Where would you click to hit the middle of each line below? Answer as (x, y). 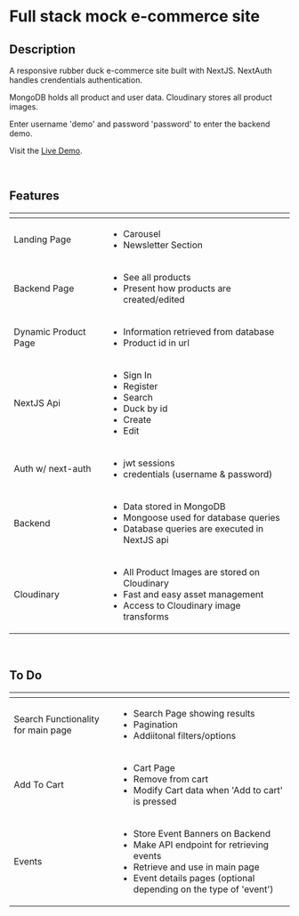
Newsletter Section (163, 245)
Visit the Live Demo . (46, 150)
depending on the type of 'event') (203, 889)
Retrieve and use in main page (196, 867)
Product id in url (156, 343)
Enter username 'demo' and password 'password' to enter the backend (140, 124)
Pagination (155, 725)
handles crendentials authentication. (76, 80)
